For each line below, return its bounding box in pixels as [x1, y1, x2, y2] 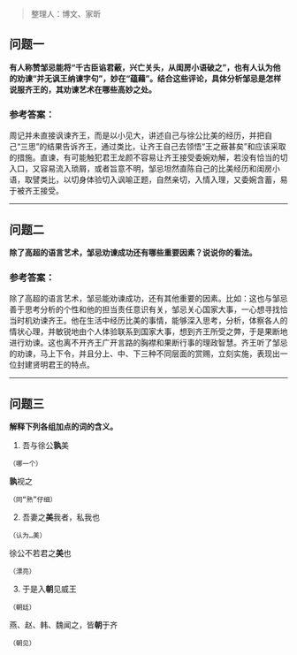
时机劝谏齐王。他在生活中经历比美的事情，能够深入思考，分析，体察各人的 [16, 316, 288, 326]
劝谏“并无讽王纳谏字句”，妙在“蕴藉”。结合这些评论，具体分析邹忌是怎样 [16, 72, 282, 83]
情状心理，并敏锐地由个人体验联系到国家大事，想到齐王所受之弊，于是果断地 [9, 326, 288, 337]
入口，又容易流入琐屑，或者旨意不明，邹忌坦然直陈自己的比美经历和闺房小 [9, 164, 280, 174]
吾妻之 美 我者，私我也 [21, 512, 100, 522]
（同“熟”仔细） [9, 495, 57, 505]
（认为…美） [9, 531, 47, 540]
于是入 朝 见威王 [21, 583, 77, 595]
